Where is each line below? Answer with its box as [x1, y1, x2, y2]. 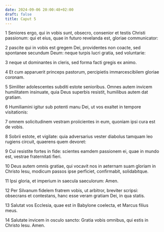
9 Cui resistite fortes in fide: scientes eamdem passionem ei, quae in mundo [5, 149, 159, 155]
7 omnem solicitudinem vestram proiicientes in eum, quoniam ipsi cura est [5, 119, 156, 125]
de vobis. [5, 124, 24, 130]
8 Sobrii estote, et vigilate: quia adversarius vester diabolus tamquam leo [5, 134, 153, 140]
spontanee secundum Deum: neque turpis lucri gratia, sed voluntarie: [5, 50, 146, 56]
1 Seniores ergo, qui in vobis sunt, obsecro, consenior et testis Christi [5, 30, 146, 36]
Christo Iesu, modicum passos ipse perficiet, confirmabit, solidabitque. [5, 168, 149, 174]
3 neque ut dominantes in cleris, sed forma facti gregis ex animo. [5, 60, 137, 66]
